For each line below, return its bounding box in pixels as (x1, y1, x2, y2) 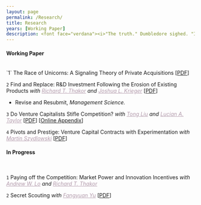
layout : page (6, 8, 39, 15)
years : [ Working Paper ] (6, 25, 66, 32)
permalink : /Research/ (6, 14, 63, 20)
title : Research (6, 20, 47, 26)
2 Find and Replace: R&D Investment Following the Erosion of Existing (6, 81, 177, 88)
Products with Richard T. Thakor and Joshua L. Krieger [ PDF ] (6, 88, 158, 95)
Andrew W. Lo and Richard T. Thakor (6, 180, 98, 187)
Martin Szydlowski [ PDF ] (6, 135, 68, 142)
